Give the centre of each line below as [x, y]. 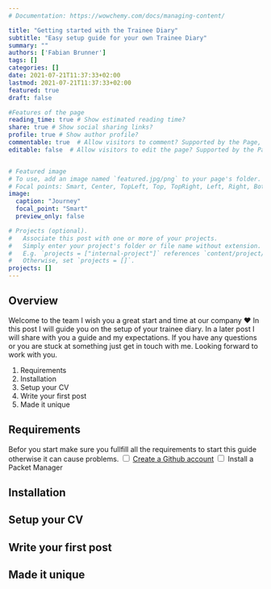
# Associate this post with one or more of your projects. [113, 239]
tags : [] [23, 60]
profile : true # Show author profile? [73, 135]
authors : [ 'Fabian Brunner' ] [57, 53]
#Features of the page [46, 112]
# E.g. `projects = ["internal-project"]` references [104, 253]
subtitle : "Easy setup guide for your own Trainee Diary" [108, 38]
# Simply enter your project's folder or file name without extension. [135, 246]
